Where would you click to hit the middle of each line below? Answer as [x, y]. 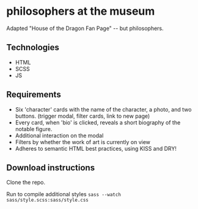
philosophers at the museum [81, 11]
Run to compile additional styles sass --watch [64, 194]
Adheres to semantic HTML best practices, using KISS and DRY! [96, 148]
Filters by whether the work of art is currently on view [83, 142]
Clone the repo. [26, 183]
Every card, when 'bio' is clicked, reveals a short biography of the [98, 122]
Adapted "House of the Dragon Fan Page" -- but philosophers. [85, 28]
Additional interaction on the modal [59, 135]
